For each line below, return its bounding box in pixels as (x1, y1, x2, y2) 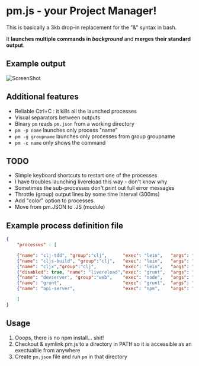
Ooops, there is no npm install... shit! (14, 334, 104, 341)
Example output (6, 59, 66, 69)
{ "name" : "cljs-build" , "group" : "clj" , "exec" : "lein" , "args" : (17, 258, 190, 264)
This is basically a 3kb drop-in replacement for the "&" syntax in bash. (6, 24, 177, 31)
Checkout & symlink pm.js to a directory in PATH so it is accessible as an (14, 340, 192, 348)
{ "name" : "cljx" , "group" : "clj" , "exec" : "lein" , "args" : (17, 263, 190, 269)
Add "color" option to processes (14, 197, 94, 204)
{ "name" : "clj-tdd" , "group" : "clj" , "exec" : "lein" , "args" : (17, 252, 190, 259)
